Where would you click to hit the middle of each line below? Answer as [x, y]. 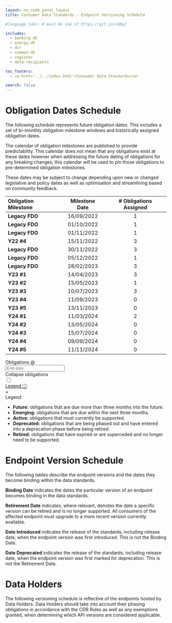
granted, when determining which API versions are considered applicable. [83, 615]
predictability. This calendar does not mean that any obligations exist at [81, 151]
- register [21, 57]
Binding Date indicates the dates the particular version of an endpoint [79, 490]
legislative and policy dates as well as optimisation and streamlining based [84, 183]
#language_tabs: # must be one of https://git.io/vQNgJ [66, 24]
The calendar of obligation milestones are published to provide [71, 146]
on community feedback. [32, 188]
